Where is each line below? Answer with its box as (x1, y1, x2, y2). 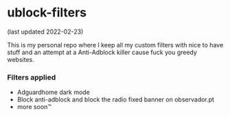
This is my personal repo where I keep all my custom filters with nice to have (7, 40, 224, 49)
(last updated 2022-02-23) (7, 27, 84, 36)
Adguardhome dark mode (16, 88, 91, 97)
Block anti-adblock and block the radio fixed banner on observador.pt (16, 95, 215, 104)
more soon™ (16, 103, 51, 111)
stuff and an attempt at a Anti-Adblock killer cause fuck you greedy (7, 48, 198, 56)
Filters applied (7, 72, 56, 82)
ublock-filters (7, 5, 87, 21)
